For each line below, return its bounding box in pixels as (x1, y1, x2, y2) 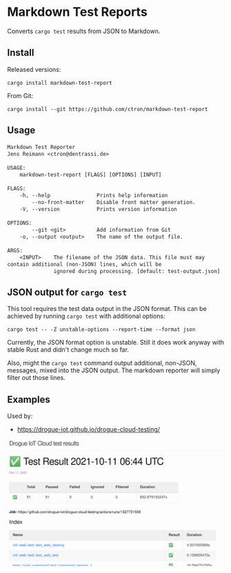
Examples (7, 394, 50, 405)
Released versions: (7, 65, 61, 73)
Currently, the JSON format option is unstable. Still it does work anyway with (7, 339, 225, 347)
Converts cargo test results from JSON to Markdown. (7, 27, 161, 35)
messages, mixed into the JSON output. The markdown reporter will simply (7, 366, 221, 374)
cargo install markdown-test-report (7, 79, 112, 86)
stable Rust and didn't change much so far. (7, 345, 130, 354)
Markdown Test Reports (7, 4, 148, 20)
